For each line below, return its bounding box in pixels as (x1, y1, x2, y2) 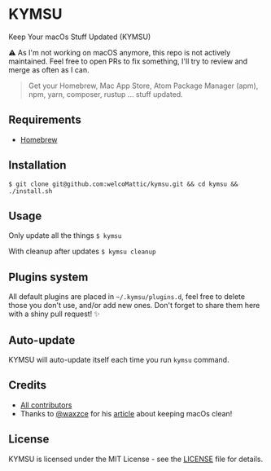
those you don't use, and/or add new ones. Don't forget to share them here (8, 301, 260, 310)
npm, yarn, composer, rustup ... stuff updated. (28, 89, 183, 99)
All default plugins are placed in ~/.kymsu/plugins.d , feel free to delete (8, 292, 246, 302)
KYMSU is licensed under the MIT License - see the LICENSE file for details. (8, 454, 264, 464)
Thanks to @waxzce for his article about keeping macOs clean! (20, 408, 233, 418)
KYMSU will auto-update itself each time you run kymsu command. (8, 355, 229, 364)
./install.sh (8, 187, 53, 196)
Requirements (8, 113, 81, 127)
